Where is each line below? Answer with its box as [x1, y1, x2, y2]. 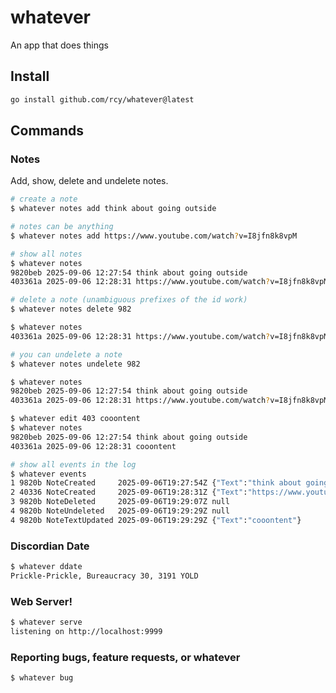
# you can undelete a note [10, 349, 123, 360]
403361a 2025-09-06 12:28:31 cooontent [10, 441, 177, 451]
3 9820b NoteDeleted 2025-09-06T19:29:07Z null [10, 497, 230, 507]
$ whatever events [10, 469, 87, 479]
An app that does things [10, 39, 110, 51]
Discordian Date [10, 539, 90, 553]
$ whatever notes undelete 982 [10, 359, 141, 369]
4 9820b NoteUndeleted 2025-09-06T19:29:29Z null [10, 506, 230, 516]
